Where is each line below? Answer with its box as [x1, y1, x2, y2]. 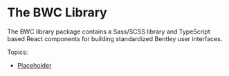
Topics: [7, 48, 28, 56]
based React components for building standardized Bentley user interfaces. [7, 34, 223, 42]
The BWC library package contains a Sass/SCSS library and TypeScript [7, 27, 210, 36]
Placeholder [17, 61, 52, 69]
